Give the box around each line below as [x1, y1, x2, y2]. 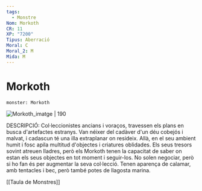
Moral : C [6, 43, 28, 49]
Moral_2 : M [6, 48, 34, 54]
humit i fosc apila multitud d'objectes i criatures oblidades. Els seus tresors [6, 141, 192, 148]
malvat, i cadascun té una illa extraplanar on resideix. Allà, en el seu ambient [6, 134, 196, 142]
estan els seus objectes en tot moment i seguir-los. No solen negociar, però [6, 154, 194, 161]
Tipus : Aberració [6, 37, 50, 43]
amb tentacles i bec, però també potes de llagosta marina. [6, 166, 151, 174]
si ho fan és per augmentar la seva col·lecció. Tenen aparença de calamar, [6, 160, 191, 168]
